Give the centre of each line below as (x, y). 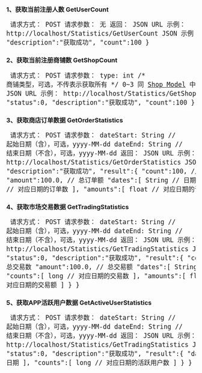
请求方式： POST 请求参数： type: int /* (78, 75)
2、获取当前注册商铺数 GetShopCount (62, 60)
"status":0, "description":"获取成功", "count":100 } (101, 102)
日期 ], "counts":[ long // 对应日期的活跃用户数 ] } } (99, 363)
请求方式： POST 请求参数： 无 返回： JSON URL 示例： (98, 25)
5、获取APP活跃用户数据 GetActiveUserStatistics (79, 303)
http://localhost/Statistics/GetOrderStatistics (94, 162)
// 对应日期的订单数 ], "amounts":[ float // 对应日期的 (101, 189)
